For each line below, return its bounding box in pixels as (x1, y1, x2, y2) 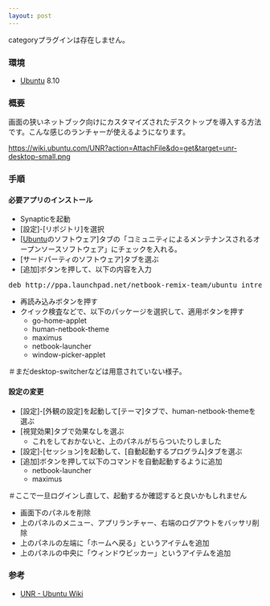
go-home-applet (31, 315, 87, 326)
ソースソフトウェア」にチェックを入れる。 (40, 245, 182, 254)
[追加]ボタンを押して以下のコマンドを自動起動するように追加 (19, 456, 223, 466)
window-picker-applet (31, 350, 106, 360)
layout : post (8, 11, 52, 20)
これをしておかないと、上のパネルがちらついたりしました (31, 436, 223, 446)
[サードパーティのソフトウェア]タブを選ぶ (19, 254, 159, 264)
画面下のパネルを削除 (19, 508, 91, 517)
